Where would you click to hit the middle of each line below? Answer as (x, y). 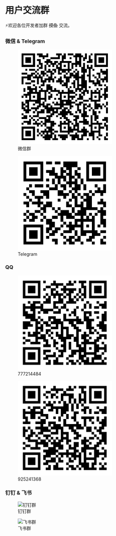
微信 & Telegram (25, 41)
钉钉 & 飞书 (19, 493)
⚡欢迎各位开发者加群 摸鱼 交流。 (39, 25)
